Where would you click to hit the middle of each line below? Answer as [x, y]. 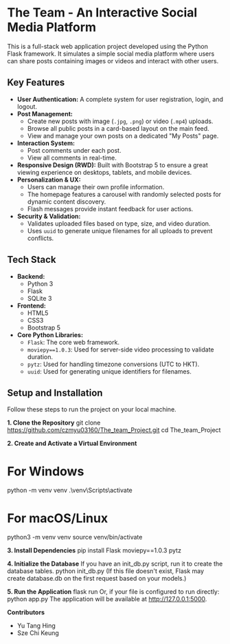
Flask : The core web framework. [73, 342]
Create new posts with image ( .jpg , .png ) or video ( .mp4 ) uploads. [120, 121]
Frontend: [31, 305]
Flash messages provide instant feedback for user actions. [110, 208]
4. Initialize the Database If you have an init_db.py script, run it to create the [115, 564]
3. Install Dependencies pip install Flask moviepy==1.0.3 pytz [94, 550]
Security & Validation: [49, 216]
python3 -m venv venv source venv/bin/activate [75, 537]
